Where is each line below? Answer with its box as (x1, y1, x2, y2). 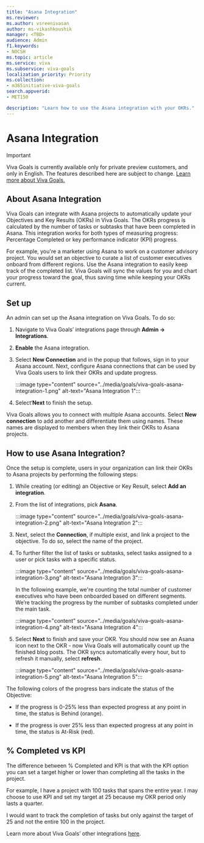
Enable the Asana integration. (15, 344, 90, 351)
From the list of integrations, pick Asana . (15, 501, 118, 508)
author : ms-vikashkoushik (6, 26, 72, 32)
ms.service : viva (6, 60, 51, 66)
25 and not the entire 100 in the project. (6, 818, 105, 825)
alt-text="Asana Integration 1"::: (62, 387, 141, 395)
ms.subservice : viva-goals (6, 65, 75, 72)
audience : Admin (6, 37, 47, 43)
